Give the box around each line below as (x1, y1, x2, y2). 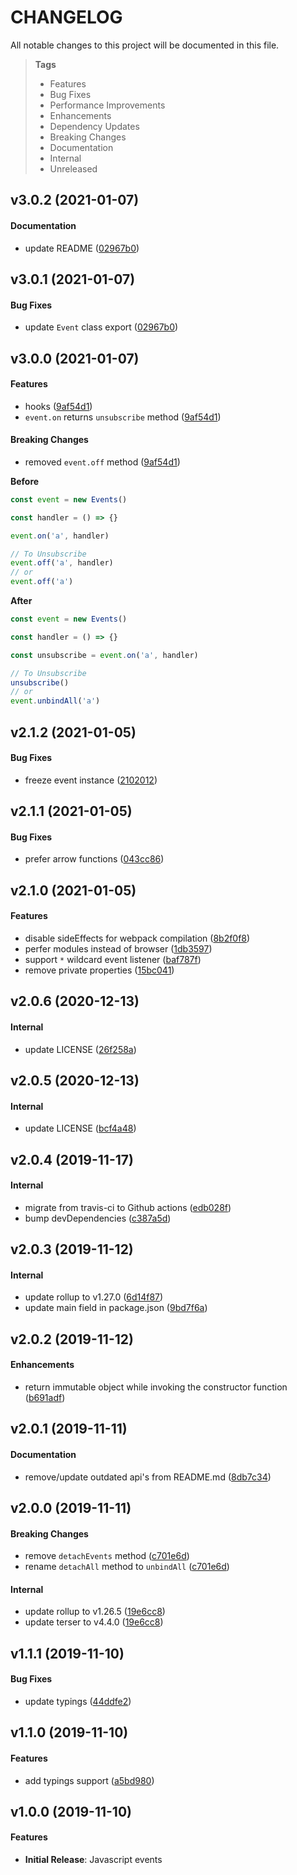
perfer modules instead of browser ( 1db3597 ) (24, 942, 213, 955)
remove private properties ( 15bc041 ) (24, 964, 175, 976)
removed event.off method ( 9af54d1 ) (24, 456, 181, 468)
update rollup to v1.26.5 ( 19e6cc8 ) (24, 1606, 166, 1618)
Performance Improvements (49, 99, 166, 111)
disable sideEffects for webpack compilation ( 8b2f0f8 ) (24, 932, 251, 944)
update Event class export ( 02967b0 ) (24, 321, 179, 333)
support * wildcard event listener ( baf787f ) (24, 953, 202, 965)
